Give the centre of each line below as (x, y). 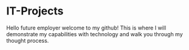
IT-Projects (35, 11)
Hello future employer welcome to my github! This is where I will (86, 28)
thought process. (28, 40)
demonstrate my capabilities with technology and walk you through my (94, 34)
